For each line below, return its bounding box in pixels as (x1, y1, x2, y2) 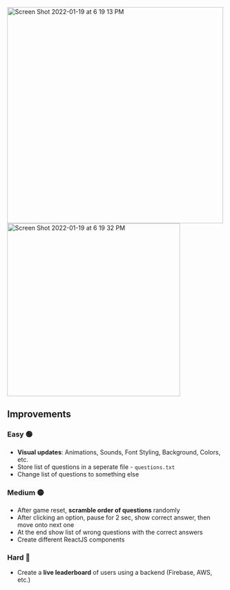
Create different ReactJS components (17, 535, 125, 544)
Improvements (7, 408, 71, 421)
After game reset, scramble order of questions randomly (17, 506, 181, 514)
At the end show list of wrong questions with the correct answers (17, 528, 203, 536)
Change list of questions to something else (17, 470, 140, 478)
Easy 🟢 (7, 430, 33, 439)
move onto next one (17, 520, 75, 528)
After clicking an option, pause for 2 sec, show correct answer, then (17, 513, 211, 522)
